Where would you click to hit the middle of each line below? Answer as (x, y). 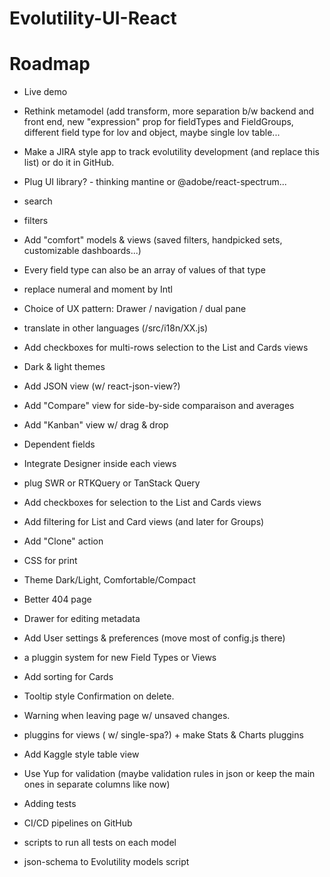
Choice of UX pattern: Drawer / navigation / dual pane (135, 309)
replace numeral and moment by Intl (98, 289)
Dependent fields (59, 444)
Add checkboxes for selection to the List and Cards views (142, 503)
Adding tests (50, 804)
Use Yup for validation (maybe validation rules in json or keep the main (169, 774)
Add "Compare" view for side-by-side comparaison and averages (159, 406)
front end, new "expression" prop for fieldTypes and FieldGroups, (158, 122)
